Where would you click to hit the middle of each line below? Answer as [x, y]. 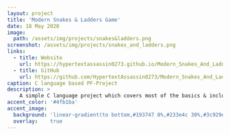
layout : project [30, 13]
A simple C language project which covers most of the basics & [113, 96]
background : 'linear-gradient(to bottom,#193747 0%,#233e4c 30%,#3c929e [119, 115]
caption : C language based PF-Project [62, 83]
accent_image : [27, 108]
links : [16, 52]
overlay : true [38, 121]
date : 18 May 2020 [33, 26]
